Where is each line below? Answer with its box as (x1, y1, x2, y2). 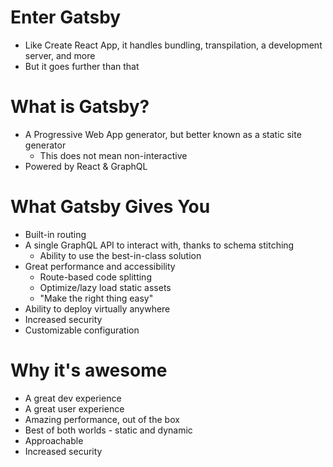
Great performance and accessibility (24, 260, 176, 272)
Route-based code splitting (39, 271, 152, 283)
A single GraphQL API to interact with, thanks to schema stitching (24, 239, 295, 251)
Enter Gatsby (10, 6, 122, 29)
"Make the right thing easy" (39, 292, 154, 304)
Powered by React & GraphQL (24, 160, 148, 172)
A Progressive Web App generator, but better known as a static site (24, 128, 302, 140)
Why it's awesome (10, 359, 168, 381)
